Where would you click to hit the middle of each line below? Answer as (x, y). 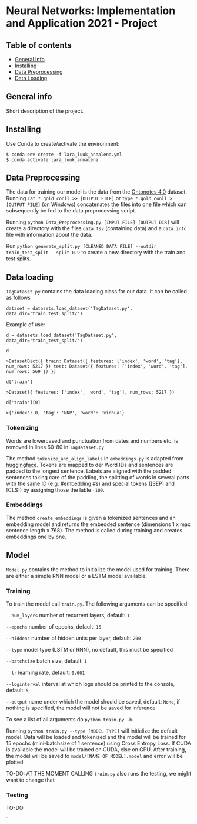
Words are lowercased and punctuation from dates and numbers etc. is (92, 440)
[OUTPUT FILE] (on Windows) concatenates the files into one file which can (96, 204)
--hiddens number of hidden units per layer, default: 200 (74, 638)
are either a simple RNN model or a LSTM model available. (77, 576)
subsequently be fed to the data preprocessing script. (71, 211)
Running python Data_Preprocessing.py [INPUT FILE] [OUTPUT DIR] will (93, 222)
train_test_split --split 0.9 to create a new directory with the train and (96, 253)
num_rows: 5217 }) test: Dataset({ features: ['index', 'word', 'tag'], (97, 367)
